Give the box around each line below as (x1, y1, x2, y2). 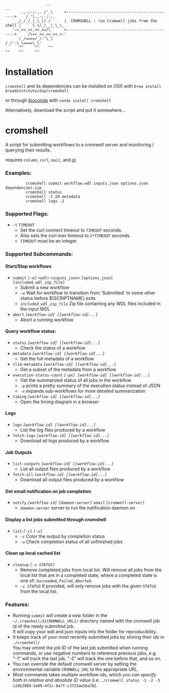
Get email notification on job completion (5, 488, 92, 494)
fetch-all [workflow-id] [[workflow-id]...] (12, 472, 107, 477)
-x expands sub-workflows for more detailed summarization (20, 388, 146, 394)
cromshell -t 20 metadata (25, 194, 80, 200)
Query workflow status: (5, 328, 57, 334)
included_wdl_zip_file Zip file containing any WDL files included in (20, 300, 161, 306)
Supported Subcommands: (5, 251, 73, 258)
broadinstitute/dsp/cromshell (5, 88, 69, 93)
